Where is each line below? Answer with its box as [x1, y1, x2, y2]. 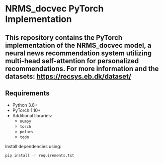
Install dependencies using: [5, 144, 62, 150]
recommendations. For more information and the [5, 64, 159, 73]
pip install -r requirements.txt [5, 153, 75, 158]
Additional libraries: [12, 113, 52, 119]
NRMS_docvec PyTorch [5, 3, 104, 14]
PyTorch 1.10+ [12, 107, 41, 113]
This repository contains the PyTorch [5, 33, 123, 42]
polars [19, 130, 34, 135]
